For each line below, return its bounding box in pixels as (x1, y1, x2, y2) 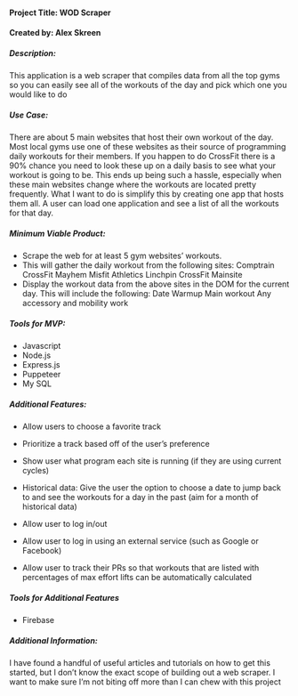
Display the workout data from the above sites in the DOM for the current (21, 279, 290, 289)
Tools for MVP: (9, 318, 66, 328)
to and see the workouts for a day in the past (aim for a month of (21, 492, 260, 503)
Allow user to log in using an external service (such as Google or (21, 536, 260, 546)
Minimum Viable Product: (9, 228, 106, 239)
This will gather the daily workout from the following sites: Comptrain (21, 260, 275, 271)
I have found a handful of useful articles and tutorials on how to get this (9, 657, 271, 668)
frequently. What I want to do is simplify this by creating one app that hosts (9, 189, 285, 199)
